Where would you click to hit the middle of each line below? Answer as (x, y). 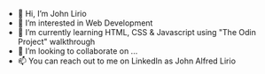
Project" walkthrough (56, 41)
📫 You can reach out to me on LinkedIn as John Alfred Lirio (127, 61)
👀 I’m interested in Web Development (85, 23)
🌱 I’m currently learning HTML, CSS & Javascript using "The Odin (137, 32)
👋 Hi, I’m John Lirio (52, 14)
